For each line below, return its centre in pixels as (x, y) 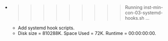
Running (134, 7)
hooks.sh (134, 18)
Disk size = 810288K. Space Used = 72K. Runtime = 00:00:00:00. (87, 33)
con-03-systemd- (144, 13)
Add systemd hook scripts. (46, 28)
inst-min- (153, 7)
